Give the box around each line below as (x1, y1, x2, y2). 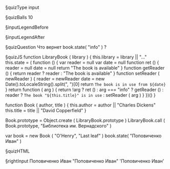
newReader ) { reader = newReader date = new (5, 76, 105, 81)
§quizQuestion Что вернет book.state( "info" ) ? (5, 44, 107, 50)
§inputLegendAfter (5, 34, 45, 40)
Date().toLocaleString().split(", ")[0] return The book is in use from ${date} (5, 81, 166, 87)
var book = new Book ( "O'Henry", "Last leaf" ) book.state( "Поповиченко (5, 133, 162, 139)
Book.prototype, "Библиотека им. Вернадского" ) (5, 123, 112, 129)
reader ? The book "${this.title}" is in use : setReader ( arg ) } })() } (5, 92, 156, 98)
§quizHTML (5, 148, 30, 154)
